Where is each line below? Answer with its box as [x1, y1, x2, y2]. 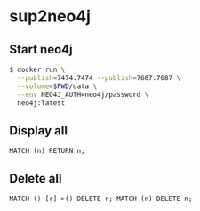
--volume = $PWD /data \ [17, 82, 98, 91]
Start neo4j [9, 42, 73, 57]
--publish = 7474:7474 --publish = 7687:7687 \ [17, 73, 180, 82]
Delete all [9, 171, 62, 186]
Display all [9, 123, 68, 138]
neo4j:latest [17, 98, 66, 108]
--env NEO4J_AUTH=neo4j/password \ [17, 90, 149, 99]
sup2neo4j [9, 6, 92, 27]
